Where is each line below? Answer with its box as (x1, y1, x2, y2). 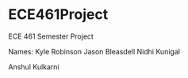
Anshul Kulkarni (8, 61, 59, 72)
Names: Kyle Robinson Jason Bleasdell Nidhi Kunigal (8, 46, 181, 56)
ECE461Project (8, 6, 109, 24)
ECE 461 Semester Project (8, 32, 94, 41)
